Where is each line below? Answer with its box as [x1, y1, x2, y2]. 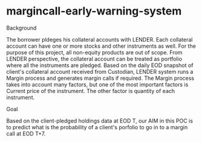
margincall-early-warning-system [6, 4, 182, 18]
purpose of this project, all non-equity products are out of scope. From [6, 48, 183, 56]
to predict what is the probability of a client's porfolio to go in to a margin [6, 123, 188, 131]
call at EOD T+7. [6, 130, 46, 137]
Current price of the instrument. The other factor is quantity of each [6, 87, 175, 94]
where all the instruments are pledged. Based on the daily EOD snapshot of [6, 62, 194, 69]
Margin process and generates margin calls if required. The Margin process [6, 74, 195, 82]
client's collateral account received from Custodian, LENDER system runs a [6, 68, 194, 75]
